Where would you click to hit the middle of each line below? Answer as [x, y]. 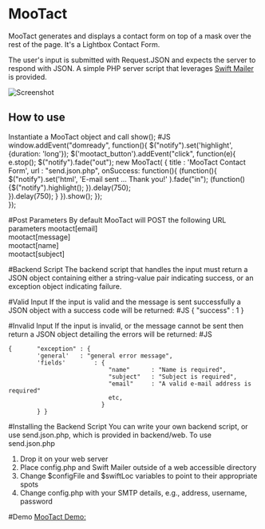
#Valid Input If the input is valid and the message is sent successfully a [125, 302]
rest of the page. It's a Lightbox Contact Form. [84, 44]
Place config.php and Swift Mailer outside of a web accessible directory [138, 467]
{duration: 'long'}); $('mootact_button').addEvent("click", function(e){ [122, 153]
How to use [37, 118]
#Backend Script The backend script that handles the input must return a [128, 269]
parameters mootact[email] [53, 228]
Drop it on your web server [64, 459]
